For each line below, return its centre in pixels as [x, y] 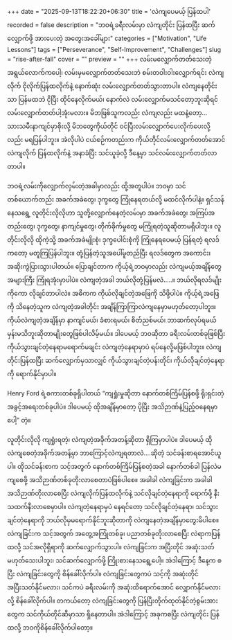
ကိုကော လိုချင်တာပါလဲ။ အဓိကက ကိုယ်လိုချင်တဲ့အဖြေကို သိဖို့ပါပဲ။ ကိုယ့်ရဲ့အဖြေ [113, 293]
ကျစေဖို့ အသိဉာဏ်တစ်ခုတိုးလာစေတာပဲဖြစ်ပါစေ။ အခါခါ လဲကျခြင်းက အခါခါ [110, 480]
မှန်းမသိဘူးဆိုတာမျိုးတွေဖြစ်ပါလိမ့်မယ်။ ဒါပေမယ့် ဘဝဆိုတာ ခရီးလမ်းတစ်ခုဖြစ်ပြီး [116, 334]
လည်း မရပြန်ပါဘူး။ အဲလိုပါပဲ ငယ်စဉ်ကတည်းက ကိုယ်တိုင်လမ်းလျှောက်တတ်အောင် [116, 140]
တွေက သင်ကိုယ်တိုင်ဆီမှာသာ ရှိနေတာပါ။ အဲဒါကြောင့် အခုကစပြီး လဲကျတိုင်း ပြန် [113, 614]
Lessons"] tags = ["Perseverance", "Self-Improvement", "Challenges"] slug [114, 50]
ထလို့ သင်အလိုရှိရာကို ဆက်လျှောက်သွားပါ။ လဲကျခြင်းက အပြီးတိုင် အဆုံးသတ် [111, 547]
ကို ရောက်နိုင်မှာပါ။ [32, 374]
